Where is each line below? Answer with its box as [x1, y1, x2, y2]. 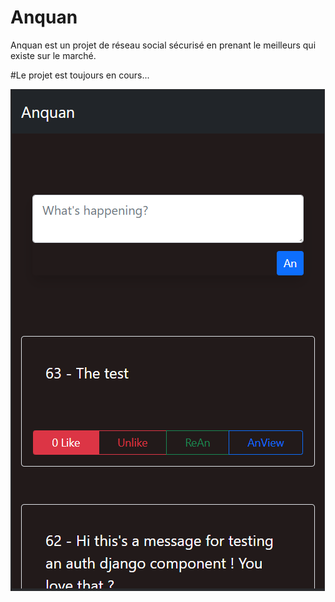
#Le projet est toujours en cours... [10, 69, 150, 81]
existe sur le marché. [10, 49, 97, 61]
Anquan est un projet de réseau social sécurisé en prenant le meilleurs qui [10, 39, 317, 51]
